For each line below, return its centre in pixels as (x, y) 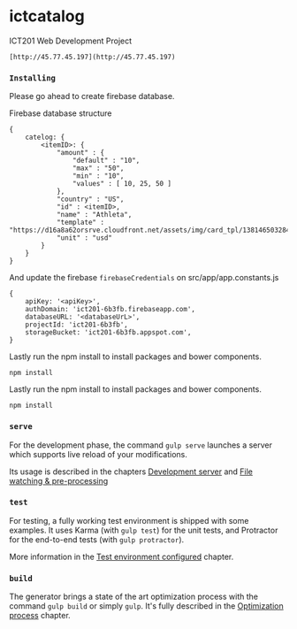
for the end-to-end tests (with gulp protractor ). (97, 539)
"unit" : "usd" (84, 238)
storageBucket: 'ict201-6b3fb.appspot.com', (108, 333)
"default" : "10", (106, 161)
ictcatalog (47, 16)
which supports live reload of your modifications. (99, 454)
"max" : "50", (98, 169)
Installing (32, 78)
